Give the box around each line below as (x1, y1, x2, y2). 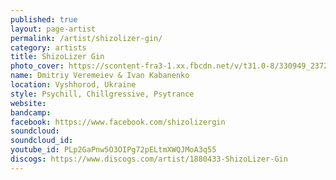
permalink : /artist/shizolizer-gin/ (10, 33, 163, 43)
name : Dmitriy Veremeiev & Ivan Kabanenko (10, 71, 190, 81)
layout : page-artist (10, 24, 97, 34)
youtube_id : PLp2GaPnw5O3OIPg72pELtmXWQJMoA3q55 (10, 145, 217, 155)
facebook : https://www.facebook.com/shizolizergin (10, 117, 226, 127)
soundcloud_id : (10, 136, 74, 146)
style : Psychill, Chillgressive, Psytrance (10, 89, 195, 99)
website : (10, 98, 47, 108)
